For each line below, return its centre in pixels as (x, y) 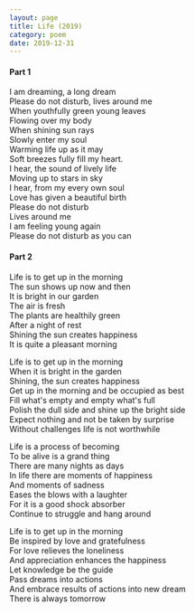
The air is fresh (37, 306)
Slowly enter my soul (48, 140)
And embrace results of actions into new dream (98, 589)
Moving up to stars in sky (56, 178)
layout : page (34, 18)
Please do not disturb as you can (70, 236)
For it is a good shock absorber (68, 504)
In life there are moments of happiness (81, 475)
